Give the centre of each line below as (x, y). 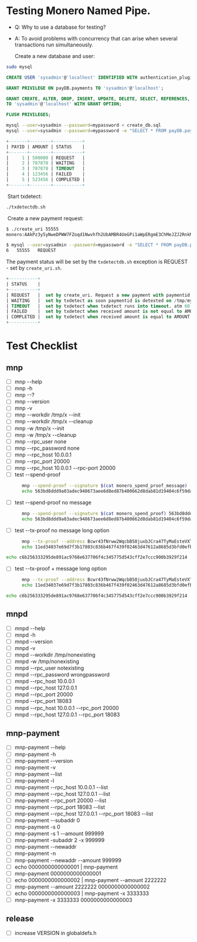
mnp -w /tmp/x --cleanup (45, 435)
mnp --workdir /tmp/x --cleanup (53, 422)
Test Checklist (42, 346)
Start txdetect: (25, 196)
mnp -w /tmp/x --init (39, 428)
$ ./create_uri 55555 (33, 229)
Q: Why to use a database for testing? (60, 27)
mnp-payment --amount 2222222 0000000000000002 (82, 887)
